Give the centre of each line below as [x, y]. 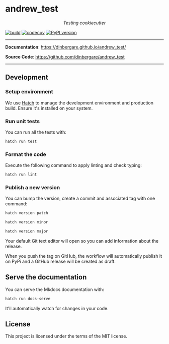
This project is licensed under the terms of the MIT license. [66, 336]
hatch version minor [27, 222]
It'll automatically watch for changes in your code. [57, 308]
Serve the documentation [46, 277]
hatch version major [27, 232]
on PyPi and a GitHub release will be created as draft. [60, 261]
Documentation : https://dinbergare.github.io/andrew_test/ [66, 47]
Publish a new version [33, 187]
